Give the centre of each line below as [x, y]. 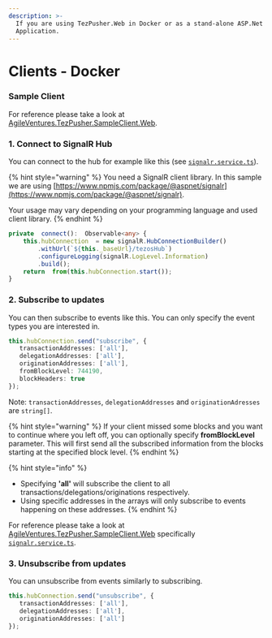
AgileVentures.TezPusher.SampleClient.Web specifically [102, 533]
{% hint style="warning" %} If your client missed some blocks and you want [136, 426]
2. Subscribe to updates [57, 300]
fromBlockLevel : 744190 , [61, 371]
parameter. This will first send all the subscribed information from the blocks [136, 443]
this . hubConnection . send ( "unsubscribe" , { [81, 596]
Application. [38, 31]
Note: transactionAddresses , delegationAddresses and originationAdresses [134, 402]
